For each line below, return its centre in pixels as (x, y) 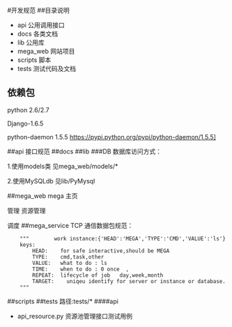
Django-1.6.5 (25, 123)
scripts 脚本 (34, 60)
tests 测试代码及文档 (47, 69)
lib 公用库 (31, 43)
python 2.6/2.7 (29, 109)
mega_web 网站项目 (46, 51)
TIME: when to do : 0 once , (81, 269)
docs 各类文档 (38, 34)
